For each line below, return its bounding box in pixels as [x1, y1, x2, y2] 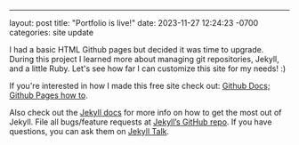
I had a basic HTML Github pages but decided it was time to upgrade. [9, 44, 264, 54]
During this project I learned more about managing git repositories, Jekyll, [9, 54, 279, 64]
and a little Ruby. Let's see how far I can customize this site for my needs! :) [9, 63, 287, 74]
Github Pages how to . [9, 90, 89, 101]
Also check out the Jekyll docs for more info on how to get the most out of [9, 108, 282, 117]
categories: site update [9, 28, 94, 37]
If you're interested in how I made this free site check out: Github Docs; [9, 81, 271, 91]
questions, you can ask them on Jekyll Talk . [9, 126, 170, 136]
